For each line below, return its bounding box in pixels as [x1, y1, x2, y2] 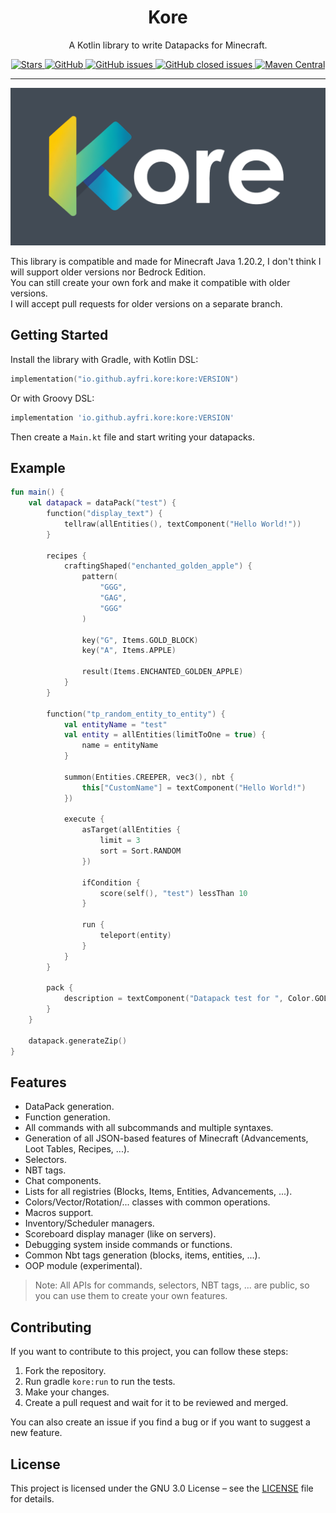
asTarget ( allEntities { [81, 825, 182, 835]
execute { [63, 814, 105, 825]
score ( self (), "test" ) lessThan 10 [99, 888, 248, 898]
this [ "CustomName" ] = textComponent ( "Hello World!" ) [81, 782, 307, 793]
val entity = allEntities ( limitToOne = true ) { [63, 730, 267, 740]
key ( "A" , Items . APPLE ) [81, 646, 177, 656]
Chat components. [24, 1175, 102, 1187]
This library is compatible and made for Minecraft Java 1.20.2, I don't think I [10, 255, 322, 267]
